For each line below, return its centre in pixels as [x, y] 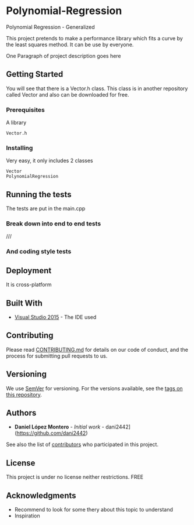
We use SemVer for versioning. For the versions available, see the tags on [94, 388]
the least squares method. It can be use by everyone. [70, 44]
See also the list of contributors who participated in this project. [82, 445]
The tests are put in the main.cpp [46, 208]
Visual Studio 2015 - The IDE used [55, 317]
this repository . [24, 394]
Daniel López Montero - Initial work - [59, 427]
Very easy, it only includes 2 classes [50, 161]
